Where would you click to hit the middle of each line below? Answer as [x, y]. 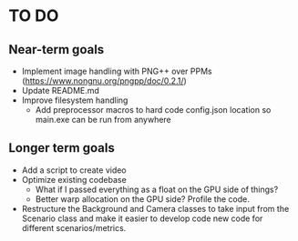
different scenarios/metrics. [74, 227]
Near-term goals [57, 50]
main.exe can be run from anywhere [103, 120]
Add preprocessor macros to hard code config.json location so [153, 110]
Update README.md [60, 90]
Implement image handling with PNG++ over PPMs [117, 71]
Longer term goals [62, 148]
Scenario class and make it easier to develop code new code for [142, 218]
